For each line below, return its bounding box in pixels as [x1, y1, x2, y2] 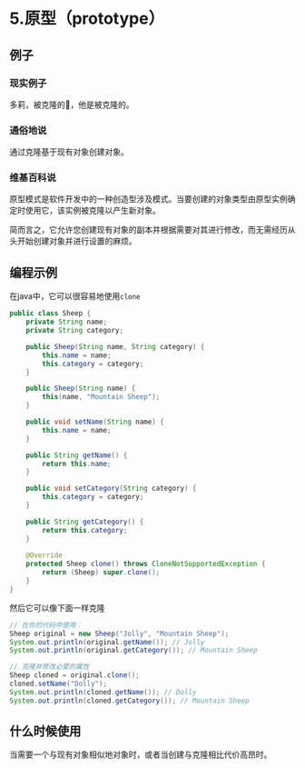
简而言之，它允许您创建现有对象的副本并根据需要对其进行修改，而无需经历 [9, 224, 288, 235]
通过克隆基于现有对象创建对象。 [9, 146, 129, 157]
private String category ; [25, 326, 124, 335]
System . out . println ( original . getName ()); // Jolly [9, 637, 205, 646]
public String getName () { [25, 451, 128, 460]
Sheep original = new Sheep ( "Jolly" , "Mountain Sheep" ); [9, 629, 230, 638]
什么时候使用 [9, 723, 82, 739]
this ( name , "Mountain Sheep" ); [42, 393, 161, 402]
